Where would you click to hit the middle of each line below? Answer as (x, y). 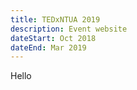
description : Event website (69, 29)
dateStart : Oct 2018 (53, 38)
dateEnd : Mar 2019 (48, 47)
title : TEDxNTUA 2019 (55, 19)
